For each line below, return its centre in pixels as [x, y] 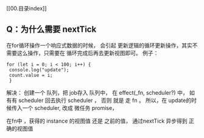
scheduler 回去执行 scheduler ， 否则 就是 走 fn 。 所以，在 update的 [105, 100]
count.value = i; [31, 75]
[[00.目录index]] [26, 8]
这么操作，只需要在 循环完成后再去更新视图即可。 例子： [88, 53]
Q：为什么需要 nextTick [51, 30]
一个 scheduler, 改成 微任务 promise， [70, 107]
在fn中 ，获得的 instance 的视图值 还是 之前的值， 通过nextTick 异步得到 [97, 121]
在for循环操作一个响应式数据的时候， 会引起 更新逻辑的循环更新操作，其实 [100, 45]
